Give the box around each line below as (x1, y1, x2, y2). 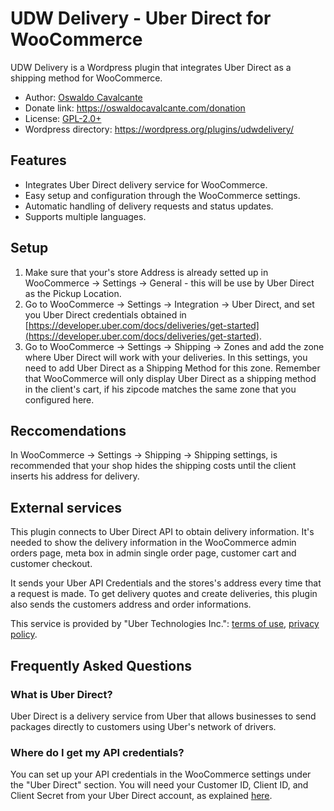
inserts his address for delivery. (10, 470, 140, 482)
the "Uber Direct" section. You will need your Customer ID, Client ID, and (10, 779, 309, 791)
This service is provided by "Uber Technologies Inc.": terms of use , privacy (10, 618, 320, 630)
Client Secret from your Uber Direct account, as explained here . (10, 790, 273, 802)
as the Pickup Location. (24, 287, 122, 299)
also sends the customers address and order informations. (10, 598, 252, 611)
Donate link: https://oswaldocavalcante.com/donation (24, 102, 246, 114)
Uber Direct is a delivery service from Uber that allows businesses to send (10, 710, 317, 722)
